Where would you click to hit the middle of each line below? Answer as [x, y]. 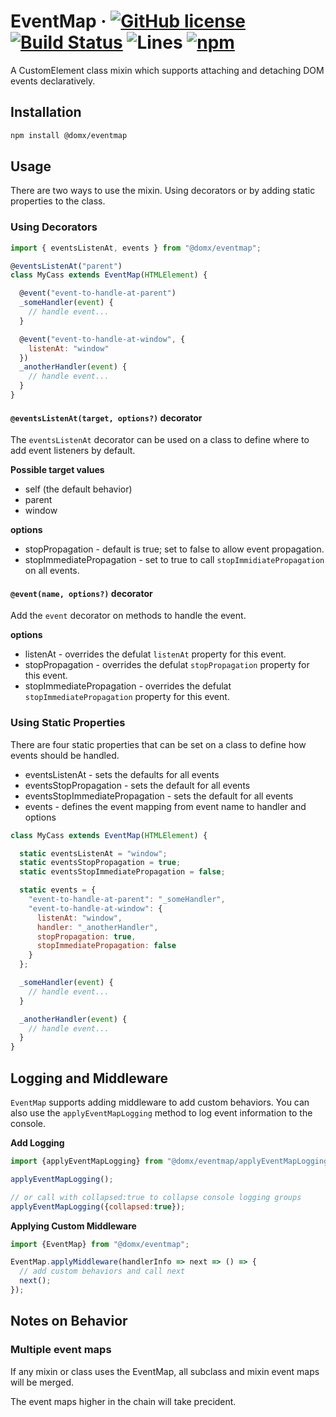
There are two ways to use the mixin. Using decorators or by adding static [163, 191]
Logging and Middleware [89, 1078]
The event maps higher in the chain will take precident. [123, 1401]
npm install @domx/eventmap [69, 135]
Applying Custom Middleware [73, 1226]
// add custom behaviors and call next [102, 1271]
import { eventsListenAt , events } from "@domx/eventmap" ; [136, 248]
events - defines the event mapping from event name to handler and [165, 806]
